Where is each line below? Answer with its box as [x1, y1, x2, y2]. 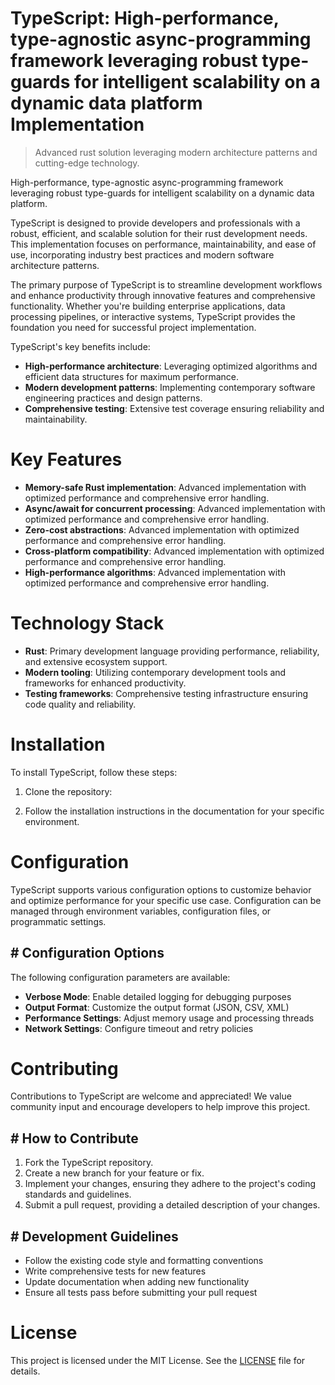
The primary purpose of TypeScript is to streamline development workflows [10, 278, 323, 291]
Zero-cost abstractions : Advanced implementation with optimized [24, 523, 300, 536]
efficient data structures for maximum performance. [24, 370, 240, 382]
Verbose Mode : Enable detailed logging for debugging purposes [24, 990, 292, 1002]
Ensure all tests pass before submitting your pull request [24, 1287, 258, 1299]
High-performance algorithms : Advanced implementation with [24, 566, 287, 578]
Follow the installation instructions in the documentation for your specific [24, 805, 325, 817]
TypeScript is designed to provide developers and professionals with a [10, 217, 301, 229]
